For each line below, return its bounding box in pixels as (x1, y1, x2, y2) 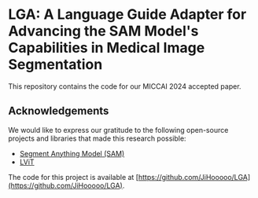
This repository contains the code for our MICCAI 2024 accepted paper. (8, 81, 241, 91)
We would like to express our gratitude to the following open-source (8, 125, 229, 134)
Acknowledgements (8, 104, 109, 118)
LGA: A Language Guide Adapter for (8, 5, 247, 24)
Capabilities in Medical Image (8, 39, 205, 57)
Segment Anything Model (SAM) (19, 148, 125, 158)
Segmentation (8, 56, 103, 74)
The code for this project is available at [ (8, 172, 139, 181)
